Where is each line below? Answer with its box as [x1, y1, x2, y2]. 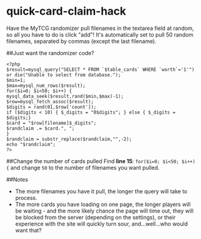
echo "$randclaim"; [6, 141, 56, 147]
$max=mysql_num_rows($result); [6, 83, 86, 89]
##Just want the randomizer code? [6, 49, 94, 56]
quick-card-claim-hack [6, 4, 127, 18]
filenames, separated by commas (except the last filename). [6, 37, 157, 45]
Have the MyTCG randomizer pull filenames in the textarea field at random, [6, 24, 194, 32]
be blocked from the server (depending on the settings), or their [15, 213, 176, 221]
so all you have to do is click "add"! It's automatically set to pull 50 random [6, 31, 194, 38]
